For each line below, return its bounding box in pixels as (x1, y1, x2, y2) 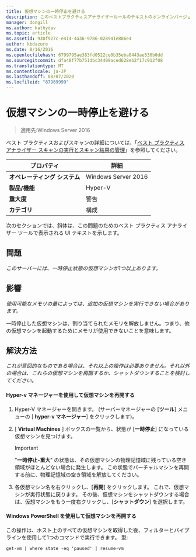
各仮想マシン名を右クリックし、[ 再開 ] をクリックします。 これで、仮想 (14, 483, 184, 490)
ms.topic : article (6, 30, 51, 36)
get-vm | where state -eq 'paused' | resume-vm (6, 545, 124, 551)
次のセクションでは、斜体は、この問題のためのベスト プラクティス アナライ (6, 222, 188, 229)
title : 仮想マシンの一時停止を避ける (6, 8, 86, 15)
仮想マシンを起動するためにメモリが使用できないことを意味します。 (10, 327, 174, 334)
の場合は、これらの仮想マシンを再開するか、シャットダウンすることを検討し (6, 369, 190, 377)
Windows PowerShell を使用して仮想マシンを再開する (6, 513, 137, 520)
